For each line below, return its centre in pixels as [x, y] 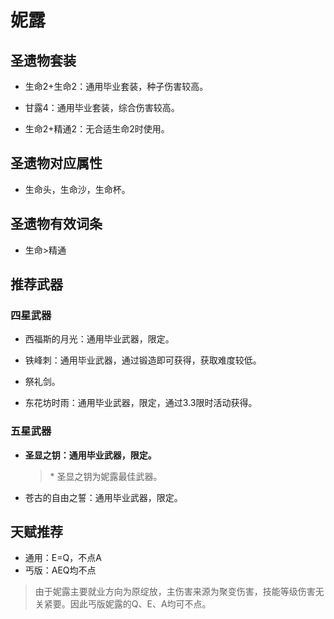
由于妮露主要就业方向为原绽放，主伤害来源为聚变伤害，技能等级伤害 [175, 592]
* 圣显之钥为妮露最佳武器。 [106, 476]
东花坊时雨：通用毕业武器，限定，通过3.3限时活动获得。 [141, 403]
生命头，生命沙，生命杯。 [77, 189]
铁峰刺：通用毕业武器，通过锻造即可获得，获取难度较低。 [143, 360]
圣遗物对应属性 [56, 163]
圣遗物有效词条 [56, 224]
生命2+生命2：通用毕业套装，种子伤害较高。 [116, 86]
